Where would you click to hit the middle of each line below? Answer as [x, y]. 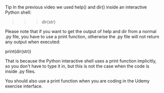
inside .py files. [20, 71]
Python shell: [18, 12]
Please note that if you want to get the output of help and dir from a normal [81, 31]
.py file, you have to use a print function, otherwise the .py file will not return [82, 37]
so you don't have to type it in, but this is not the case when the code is [77, 66]
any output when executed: [33, 42]
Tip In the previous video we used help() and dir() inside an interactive [76, 7]
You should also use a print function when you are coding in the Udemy [77, 81]
